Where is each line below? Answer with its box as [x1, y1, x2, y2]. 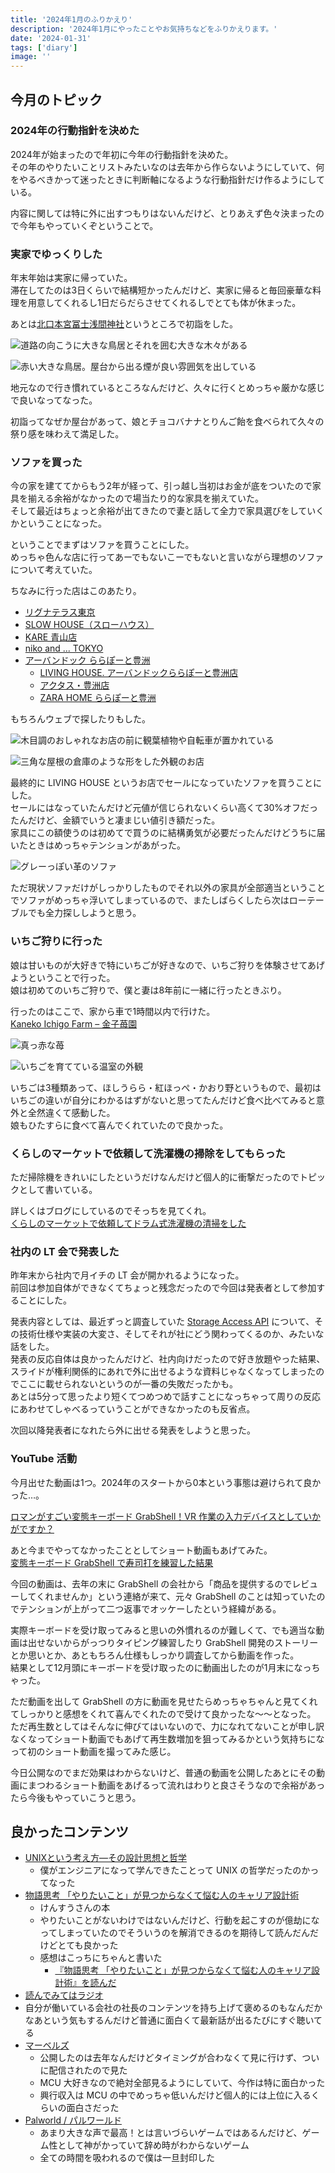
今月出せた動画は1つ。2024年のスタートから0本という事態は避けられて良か [10, 1476, 322, 1488]
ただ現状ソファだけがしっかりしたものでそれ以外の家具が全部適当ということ [10, 882, 326, 894]
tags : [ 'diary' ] [10, 42, 78, 53]
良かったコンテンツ [10, 1823, 129, 1840]
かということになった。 [10, 517, 107, 530]
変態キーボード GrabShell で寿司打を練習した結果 [10, 1556, 214, 1568]
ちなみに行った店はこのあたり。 [10, 585, 142, 597]
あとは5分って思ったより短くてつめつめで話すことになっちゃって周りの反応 [10, 1391, 321, 1403]
